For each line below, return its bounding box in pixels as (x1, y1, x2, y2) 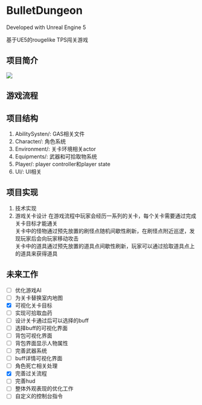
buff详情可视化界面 (14, 355, 63, 362)
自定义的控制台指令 (14, 392, 63, 400)
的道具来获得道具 (14, 250, 58, 257)
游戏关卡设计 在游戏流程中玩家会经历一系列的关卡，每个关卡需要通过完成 (14, 212, 197, 219)
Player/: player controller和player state (14, 160, 110, 167)
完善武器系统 (14, 347, 47, 354)
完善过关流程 (14, 370, 47, 377)
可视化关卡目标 (14, 302, 52, 309)
